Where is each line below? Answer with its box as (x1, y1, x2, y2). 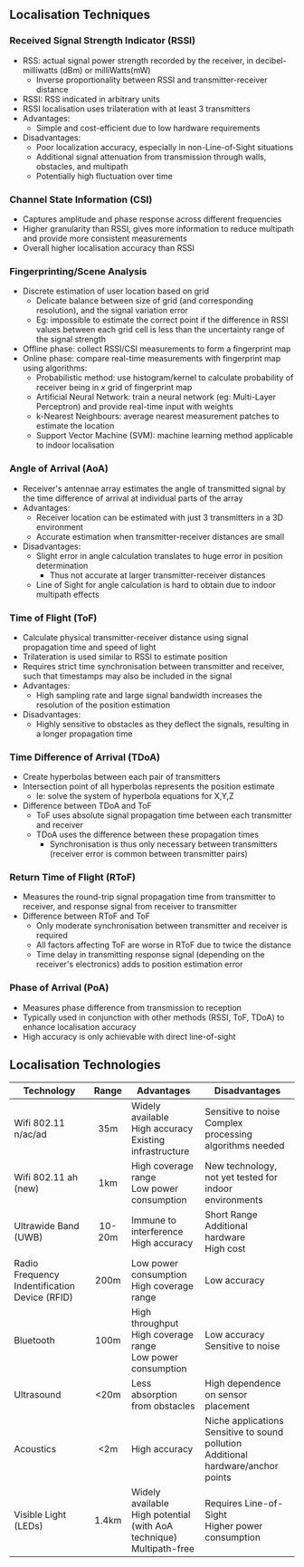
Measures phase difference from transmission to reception (22, 1002, 242, 1013)
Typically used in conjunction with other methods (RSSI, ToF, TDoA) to (22, 1012, 285, 1023)
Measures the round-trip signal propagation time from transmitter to (22, 891, 276, 902)
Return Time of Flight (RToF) (9, 871, 136, 884)
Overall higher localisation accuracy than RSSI (22, 242, 195, 253)
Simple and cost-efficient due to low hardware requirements (35, 122, 261, 133)
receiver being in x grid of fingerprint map (35, 382, 193, 393)
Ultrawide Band (14, 1219, 80, 1232)
